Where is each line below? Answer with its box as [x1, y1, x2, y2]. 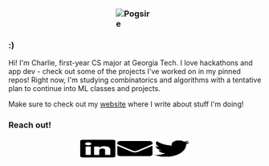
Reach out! [8, 119, 52, 131]
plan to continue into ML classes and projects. [8, 84, 161, 93]
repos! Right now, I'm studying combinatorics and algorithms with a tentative [8, 75, 262, 85]
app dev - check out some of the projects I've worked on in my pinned [8, 67, 241, 77]
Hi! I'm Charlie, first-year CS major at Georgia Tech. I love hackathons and [8, 58, 253, 68]
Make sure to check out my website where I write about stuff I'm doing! [8, 99, 244, 109]
